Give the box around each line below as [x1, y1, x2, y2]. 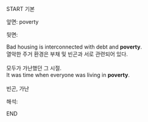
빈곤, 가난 [6, 85, 29, 92]
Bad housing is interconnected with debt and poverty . [6, 43, 142, 50]
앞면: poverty [6, 18, 39, 25]
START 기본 [6, 5, 35, 12]
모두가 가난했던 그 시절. [6, 64, 62, 72]
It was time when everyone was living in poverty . [6, 72, 130, 78]
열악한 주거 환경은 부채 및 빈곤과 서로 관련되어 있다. [6, 50, 128, 58]
